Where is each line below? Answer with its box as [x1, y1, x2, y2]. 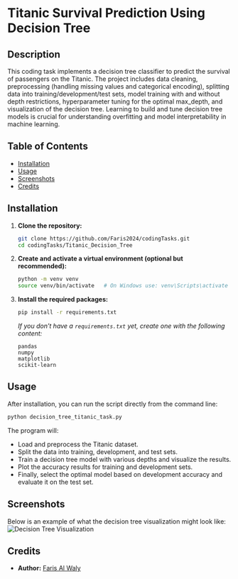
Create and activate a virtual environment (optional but [17, 254, 183, 263]
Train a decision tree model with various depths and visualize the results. [17, 455, 232, 463]
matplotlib [17, 355, 50, 363]
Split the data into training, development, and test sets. [17, 447, 178, 456]
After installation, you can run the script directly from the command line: [7, 399, 218, 408]
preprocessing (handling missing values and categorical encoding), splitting [7, 82, 229, 90]
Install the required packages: [17, 295, 109, 304]
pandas [17, 343, 38, 350]
